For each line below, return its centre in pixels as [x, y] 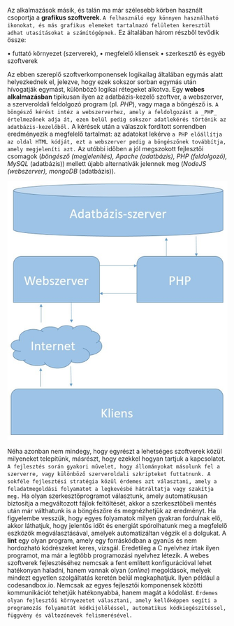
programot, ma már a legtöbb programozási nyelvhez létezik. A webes [108, 555]
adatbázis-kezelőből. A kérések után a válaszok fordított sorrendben [107, 126]
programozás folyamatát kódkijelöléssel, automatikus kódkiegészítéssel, [117, 608]
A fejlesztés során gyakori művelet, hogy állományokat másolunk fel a [114, 466]
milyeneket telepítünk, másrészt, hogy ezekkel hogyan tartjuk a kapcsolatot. [116, 459]
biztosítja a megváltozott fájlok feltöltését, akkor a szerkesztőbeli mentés [112, 503]
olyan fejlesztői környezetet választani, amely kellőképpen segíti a [112, 600]
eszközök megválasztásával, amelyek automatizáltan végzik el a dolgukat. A [117, 533]
